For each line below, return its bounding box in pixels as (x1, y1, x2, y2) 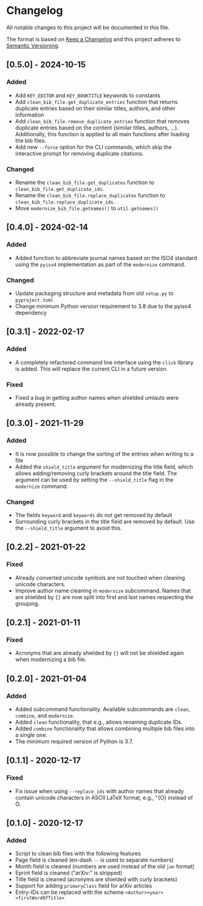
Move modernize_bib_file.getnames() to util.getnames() (15, 204, 159, 211)
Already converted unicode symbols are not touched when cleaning (15, 574, 185, 581)
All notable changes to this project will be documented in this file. (6, 24, 170, 31)
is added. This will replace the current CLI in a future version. (15, 365, 168, 372)
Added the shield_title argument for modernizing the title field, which (15, 463, 193, 470)
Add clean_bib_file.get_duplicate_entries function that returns (15, 98, 178, 105)
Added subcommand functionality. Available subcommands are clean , (15, 705, 190, 713)
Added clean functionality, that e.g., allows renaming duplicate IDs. (15, 718, 183, 726)
